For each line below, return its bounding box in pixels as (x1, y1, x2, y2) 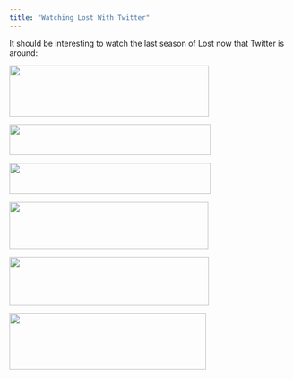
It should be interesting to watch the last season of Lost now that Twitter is (9, 38, 285, 48)
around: (9, 47, 39, 58)
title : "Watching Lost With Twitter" (9, 13, 151, 22)
